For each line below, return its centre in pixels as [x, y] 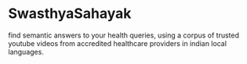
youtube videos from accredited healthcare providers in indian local [118, 43]
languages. [26, 52]
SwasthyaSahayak [70, 14]
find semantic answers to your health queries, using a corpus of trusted [124, 35]
